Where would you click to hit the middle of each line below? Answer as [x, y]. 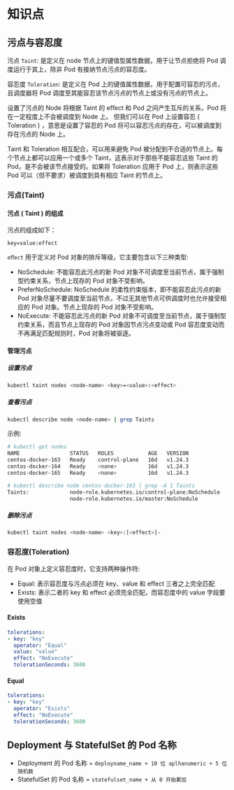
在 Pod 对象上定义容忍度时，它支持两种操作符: [74, 569]
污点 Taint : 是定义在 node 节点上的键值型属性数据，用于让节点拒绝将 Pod [113, 61]
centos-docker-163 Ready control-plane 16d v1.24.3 [98, 460]
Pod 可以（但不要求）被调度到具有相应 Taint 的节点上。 [87, 175]
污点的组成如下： [32, 230]
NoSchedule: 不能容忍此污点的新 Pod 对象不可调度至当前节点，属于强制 [121, 272]
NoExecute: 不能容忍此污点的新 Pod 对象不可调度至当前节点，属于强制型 [122, 316]
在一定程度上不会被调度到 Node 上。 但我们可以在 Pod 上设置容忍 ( [104, 117]
